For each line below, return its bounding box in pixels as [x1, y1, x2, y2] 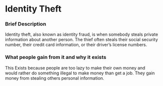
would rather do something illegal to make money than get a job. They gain [5, 70, 155, 76]
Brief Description [5, 21, 46, 28]
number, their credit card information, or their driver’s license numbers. [5, 42, 147, 48]
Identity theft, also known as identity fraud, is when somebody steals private [5, 31, 158, 37]
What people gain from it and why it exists [5, 54, 107, 61]
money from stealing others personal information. [5, 75, 105, 81]
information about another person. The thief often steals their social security [5, 37, 158, 43]
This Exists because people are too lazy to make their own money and [5, 65, 145, 71]
